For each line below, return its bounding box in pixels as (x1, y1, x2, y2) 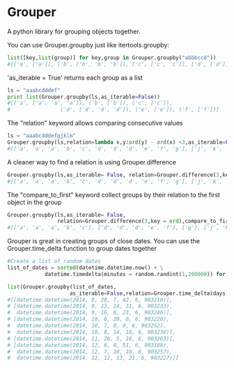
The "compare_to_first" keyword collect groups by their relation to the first (7, 190, 221, 199)
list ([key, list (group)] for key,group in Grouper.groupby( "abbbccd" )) (7, 54, 217, 61)
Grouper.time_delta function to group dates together (7, 245, 157, 253)
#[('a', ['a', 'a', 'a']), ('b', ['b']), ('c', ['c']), (7, 100, 173, 107)
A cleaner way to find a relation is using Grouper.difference (7, 158, 176, 166)
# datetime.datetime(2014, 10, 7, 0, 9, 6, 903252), (7, 322, 167, 330)
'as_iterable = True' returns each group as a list (7, 73, 143, 82)
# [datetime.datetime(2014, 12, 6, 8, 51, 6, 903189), (7, 342, 170, 348)
